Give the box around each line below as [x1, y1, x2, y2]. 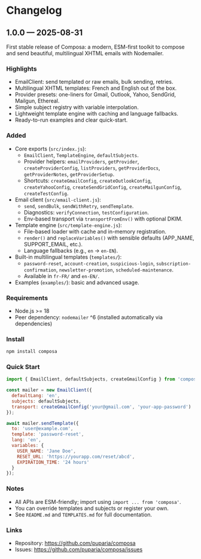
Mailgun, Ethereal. [14, 97, 60, 105]
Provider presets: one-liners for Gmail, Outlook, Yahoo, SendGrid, [14, 91, 176, 98]
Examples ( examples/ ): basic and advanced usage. [14, 279, 139, 286]
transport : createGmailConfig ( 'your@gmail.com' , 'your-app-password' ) [11, 404, 191, 410]
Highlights [6, 64, 37, 72]
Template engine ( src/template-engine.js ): [14, 221, 123, 228]
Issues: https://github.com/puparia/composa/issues [14, 546, 143, 553]
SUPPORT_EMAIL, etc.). [23, 240, 83, 247]
